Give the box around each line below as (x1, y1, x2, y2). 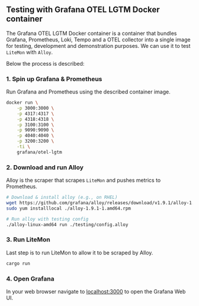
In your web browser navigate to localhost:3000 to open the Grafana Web (6, 288, 186, 295)
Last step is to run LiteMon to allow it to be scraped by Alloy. (6, 249, 153, 256)
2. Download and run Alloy (6, 163, 84, 171)
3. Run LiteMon (6, 236, 50, 244)
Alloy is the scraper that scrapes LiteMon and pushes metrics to (6, 177, 161, 184)
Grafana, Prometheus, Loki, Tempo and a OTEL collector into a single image (6, 36, 191, 43)
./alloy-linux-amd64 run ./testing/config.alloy (6, 221, 129, 227)
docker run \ (6, 100, 38, 106)
